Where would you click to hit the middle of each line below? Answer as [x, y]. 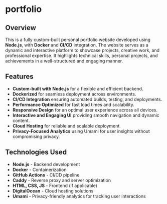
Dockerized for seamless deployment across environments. [74, 94]
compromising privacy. [36, 136]
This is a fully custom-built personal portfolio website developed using [78, 39]
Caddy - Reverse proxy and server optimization [62, 180]
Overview [21, 28]
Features [19, 77]
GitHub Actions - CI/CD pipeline [46, 175]
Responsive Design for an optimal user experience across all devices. [85, 110]
